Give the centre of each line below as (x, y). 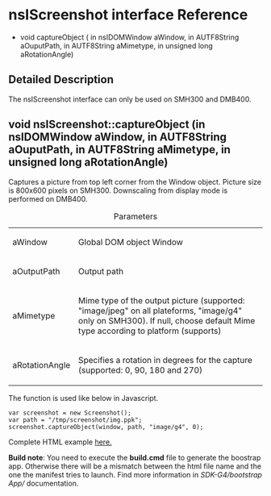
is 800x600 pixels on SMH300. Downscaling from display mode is (118, 190)
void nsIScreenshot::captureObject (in (107, 125)
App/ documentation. (44, 483)
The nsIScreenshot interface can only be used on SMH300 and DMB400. (130, 99)
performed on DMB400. (48, 198)
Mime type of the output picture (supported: (161, 300)
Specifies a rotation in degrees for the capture (165, 360)
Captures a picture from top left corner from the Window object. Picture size (135, 181)
